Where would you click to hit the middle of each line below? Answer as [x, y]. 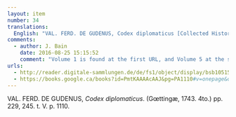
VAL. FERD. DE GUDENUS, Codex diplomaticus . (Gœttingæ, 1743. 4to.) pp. [115, 99]
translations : [28, 27]
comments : [22, 40]
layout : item [26, 14]
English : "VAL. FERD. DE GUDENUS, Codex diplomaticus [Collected [111, 33]
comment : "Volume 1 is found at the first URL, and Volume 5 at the [122, 60]
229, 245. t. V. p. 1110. [39, 106]
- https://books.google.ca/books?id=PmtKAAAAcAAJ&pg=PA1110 [103, 79]
